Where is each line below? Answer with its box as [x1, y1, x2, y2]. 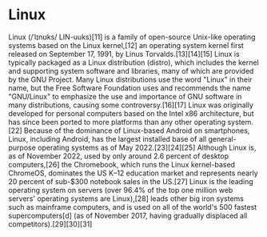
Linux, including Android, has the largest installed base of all [8, 134, 207, 143]
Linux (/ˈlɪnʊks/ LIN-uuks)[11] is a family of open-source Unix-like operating [8, 32, 256, 42]
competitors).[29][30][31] [8, 219, 93, 229]
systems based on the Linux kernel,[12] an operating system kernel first [8, 40, 244, 50]
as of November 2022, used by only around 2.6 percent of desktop [8, 151, 229, 161]
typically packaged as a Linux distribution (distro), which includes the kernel [8, 58, 260, 67]
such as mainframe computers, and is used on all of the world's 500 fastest [8, 202, 257, 211]
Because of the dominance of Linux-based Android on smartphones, [23, 126, 250, 135]
